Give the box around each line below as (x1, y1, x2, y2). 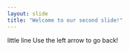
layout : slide (7, 10, 49, 17)
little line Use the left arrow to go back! (7, 36, 119, 44)
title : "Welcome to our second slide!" (7, 17, 123, 24)
